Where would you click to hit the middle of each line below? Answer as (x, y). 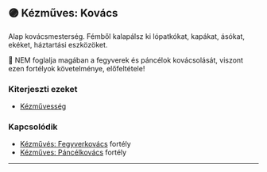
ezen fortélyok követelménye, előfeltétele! (77, 68)
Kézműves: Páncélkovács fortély (73, 152)
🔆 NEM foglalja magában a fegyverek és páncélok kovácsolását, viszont (126, 60)
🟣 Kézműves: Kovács (63, 13)
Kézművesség (43, 106)
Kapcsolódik (33, 127)
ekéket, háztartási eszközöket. (58, 44)
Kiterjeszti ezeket (43, 89)
